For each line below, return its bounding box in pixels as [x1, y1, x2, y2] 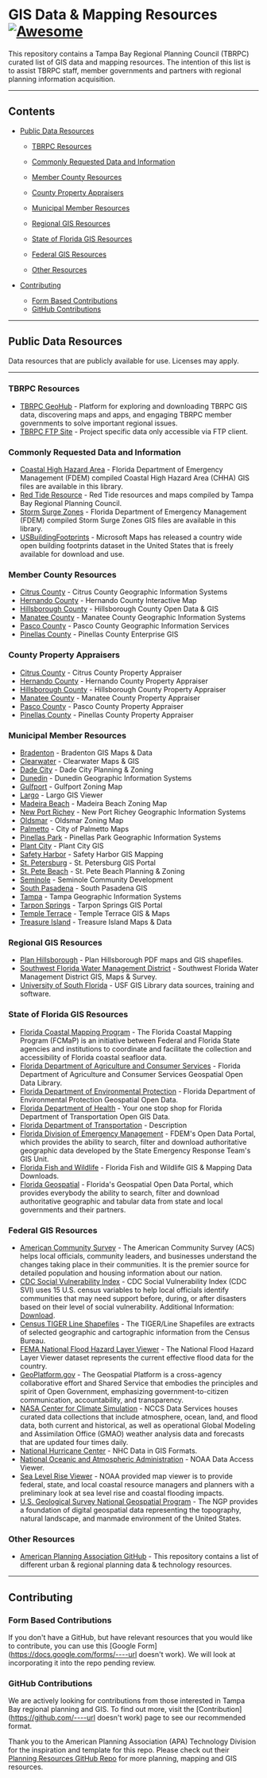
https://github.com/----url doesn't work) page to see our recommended [10, 1713, 246, 1722]
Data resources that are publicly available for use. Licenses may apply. [8, 356, 240, 366]
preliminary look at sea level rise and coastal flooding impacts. [19, 1488, 225, 1498]
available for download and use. [19, 550, 125, 559]
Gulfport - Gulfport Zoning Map [19, 782, 123, 792]
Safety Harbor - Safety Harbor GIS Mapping [19, 850, 164, 860]
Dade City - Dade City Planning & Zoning [19, 765, 153, 774]
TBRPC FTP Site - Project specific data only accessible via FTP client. [19, 426, 249, 436]
